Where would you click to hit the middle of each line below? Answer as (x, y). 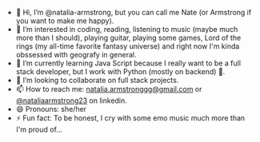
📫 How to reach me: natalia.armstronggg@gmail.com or (109, 89)
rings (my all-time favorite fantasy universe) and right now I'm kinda (128, 46)
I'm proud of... (39, 129)
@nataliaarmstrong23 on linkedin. (72, 101)
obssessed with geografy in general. (76, 55)
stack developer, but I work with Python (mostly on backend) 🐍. (120, 71)
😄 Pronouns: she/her (51, 109)
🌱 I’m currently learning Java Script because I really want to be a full (128, 63)
